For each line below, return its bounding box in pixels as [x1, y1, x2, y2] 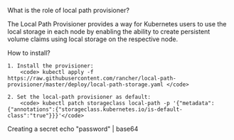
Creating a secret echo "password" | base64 [7, 124, 139, 133]
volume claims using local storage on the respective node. [7, 35, 179, 43]
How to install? [7, 49, 51, 57]
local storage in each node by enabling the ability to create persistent [7, 28, 211, 36]
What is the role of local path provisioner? [7, 6, 130, 14]
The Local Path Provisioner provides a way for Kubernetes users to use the [7, 20, 227, 28]
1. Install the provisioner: [7, 63, 94, 70]
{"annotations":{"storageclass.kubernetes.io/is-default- [7, 106, 183, 113]
